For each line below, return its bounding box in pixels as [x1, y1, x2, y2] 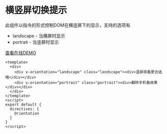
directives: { [10, 106, 39, 111]
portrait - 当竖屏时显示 [12, 39, 59, 45]
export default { [5, 102, 42, 107]
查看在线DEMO [5, 50, 36, 56]
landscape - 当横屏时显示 [12, 33, 65, 39]
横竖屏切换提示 [5, 5, 67, 16]
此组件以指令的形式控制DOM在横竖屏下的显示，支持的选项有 [5, 22, 131, 28]
